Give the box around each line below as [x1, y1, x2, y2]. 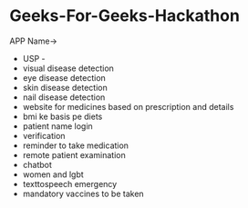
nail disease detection [22, 92, 106, 103]
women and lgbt [22, 169, 84, 180]
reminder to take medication [22, 140, 129, 151]
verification [22, 130, 66, 141]
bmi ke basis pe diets [22, 111, 103, 122]
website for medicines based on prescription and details [22, 101, 234, 112]
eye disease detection [22, 72, 107, 83]
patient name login [22, 120, 93, 132]
